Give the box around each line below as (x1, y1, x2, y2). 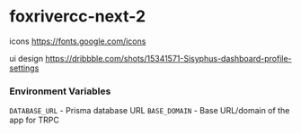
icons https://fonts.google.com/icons (9, 36, 146, 46)
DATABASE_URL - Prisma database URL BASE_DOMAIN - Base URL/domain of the (9, 105, 290, 116)
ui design (9, 53, 43, 63)
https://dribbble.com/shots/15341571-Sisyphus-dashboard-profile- (44, 53, 292, 63)
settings (9, 63, 40, 73)
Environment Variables (9, 85, 111, 97)
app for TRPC (9, 114, 60, 126)
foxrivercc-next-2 (9, 6, 146, 27)
